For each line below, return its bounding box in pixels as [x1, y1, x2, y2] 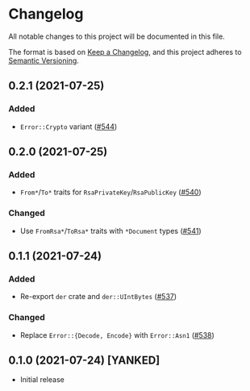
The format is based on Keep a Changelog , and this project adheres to [8, 47, 242, 56]
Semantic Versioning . [8, 56, 79, 65]
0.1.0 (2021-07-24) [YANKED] [8, 353, 160, 367]
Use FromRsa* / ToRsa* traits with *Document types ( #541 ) [19, 226, 202, 235]
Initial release [19, 375, 65, 385]
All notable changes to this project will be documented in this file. [8, 31, 226, 41]
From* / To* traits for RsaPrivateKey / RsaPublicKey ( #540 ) [19, 187, 202, 198]
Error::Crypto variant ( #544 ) [19, 122, 118, 131]
